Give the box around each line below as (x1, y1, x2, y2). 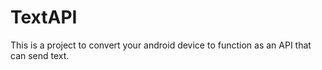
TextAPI (10, 6, 78, 29)
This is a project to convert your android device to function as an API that (10, 39, 312, 51)
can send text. (10, 49, 70, 61)
